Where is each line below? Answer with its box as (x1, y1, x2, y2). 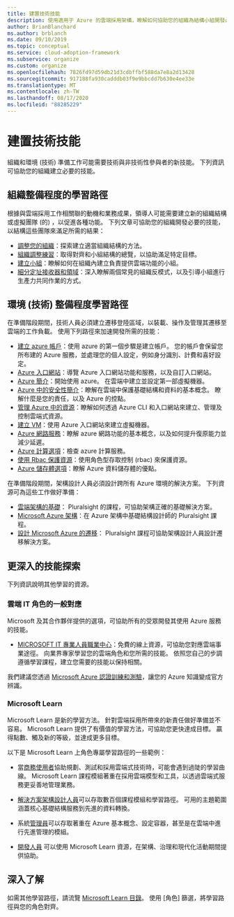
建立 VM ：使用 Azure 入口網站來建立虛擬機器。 (17, 421, 153, 429)
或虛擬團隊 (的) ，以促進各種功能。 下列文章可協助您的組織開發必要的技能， (7, 217, 225, 226)
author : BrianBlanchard (7, 23, 77, 30)
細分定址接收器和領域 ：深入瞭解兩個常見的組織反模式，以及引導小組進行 (17, 267, 225, 276)
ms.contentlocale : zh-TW (7, 88, 79, 95)
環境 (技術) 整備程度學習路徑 (7, 298, 129, 311)
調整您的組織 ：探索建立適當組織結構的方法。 (17, 241, 146, 250)
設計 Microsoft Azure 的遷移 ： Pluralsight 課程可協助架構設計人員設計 (17, 529, 217, 537)
